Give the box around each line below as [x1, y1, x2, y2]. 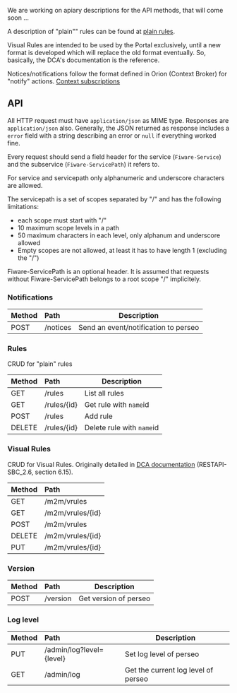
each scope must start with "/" [17, 215, 107, 225]
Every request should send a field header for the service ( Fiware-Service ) [7, 152, 222, 161]
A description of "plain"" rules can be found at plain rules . [7, 28, 176, 35]
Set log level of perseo [124, 649, 200, 659]
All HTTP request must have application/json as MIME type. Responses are [7, 116, 229, 124]
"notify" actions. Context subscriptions [7, 77, 121, 85]
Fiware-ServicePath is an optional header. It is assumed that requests [7, 267, 209, 276]
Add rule [84, 411, 113, 421]
